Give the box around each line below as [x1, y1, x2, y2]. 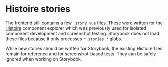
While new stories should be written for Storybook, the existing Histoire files [5, 45, 163, 51]
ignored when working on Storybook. [5, 56, 82, 62]
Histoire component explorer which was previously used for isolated [5, 25, 147, 31]
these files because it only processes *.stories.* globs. [5, 36, 122, 42]
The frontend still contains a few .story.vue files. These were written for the [5, 20, 163, 26]
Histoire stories [5, 3, 71, 15]
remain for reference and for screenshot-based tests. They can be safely [5, 51, 156, 57]
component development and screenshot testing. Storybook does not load [5, 30, 159, 36]
